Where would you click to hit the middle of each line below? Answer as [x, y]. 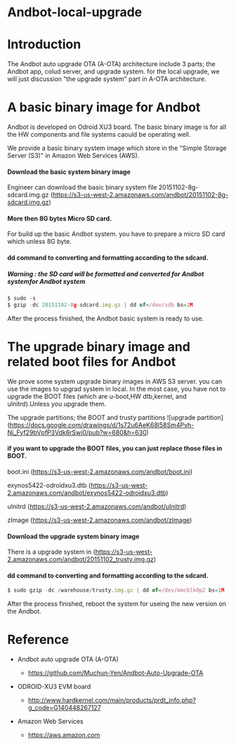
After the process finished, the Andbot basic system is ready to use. [106, 318]
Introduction [44, 45]
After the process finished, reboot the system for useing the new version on [117, 604]
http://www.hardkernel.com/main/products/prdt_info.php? [112, 700]
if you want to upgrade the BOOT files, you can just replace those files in [115, 449]
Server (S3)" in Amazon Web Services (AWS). [73, 156]
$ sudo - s [22, 299]
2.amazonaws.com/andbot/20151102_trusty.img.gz [81, 559]
